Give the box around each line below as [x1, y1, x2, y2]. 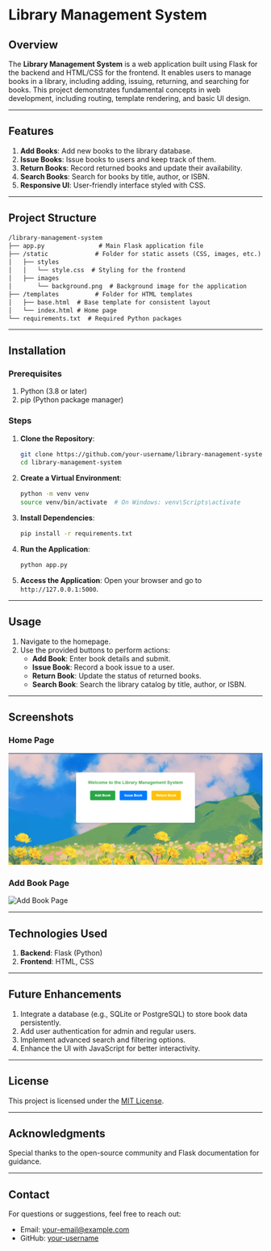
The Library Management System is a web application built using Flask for [8, 59, 258, 69]
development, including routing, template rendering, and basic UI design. [8, 94, 251, 103]
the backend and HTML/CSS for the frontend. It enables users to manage [8, 68, 252, 78]
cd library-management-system [19, 459, 123, 467]
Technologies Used [8, 926, 107, 940]
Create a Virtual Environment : [19, 473, 123, 483]
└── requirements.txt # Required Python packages [8, 314, 182, 322]
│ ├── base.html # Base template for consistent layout [8, 298, 211, 306]
